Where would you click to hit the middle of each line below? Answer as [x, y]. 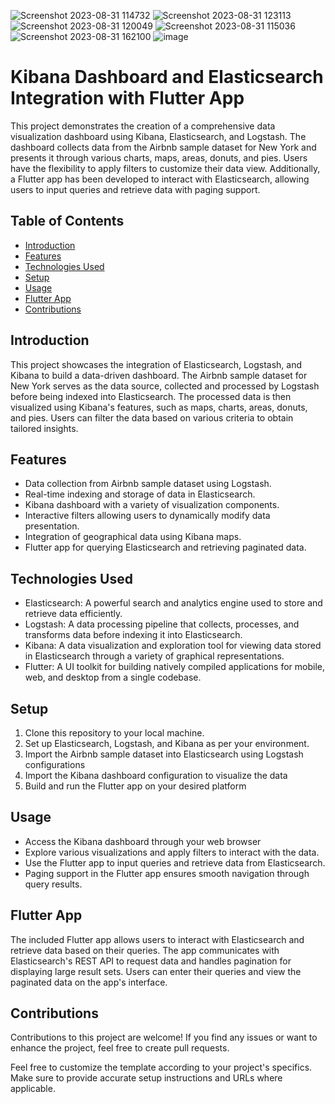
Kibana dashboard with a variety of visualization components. [152, 505]
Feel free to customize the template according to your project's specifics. [161, 1067]
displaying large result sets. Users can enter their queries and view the [156, 971]
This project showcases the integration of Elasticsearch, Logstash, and [156, 364]
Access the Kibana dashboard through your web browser [143, 841]
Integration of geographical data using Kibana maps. [133, 537]
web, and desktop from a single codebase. [113, 677]
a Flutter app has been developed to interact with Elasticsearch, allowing [160, 179]
